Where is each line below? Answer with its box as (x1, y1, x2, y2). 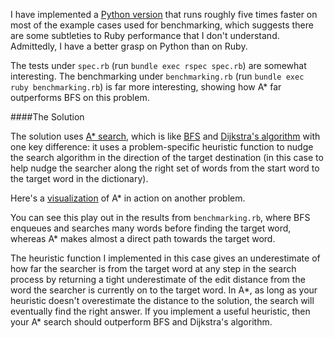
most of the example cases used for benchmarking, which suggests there (10, 19, 314, 31)
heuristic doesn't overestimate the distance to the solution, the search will (10, 295, 315, 306)
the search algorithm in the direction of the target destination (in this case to (10, 152, 324, 163)
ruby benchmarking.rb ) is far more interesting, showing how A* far (10, 81, 282, 93)
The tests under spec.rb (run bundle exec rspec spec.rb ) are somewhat (10, 60, 307, 71)
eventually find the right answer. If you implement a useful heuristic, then (10, 305, 311, 317)
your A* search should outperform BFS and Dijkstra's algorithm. (10, 316, 273, 328)
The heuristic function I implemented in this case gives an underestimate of (10, 252, 321, 264)
